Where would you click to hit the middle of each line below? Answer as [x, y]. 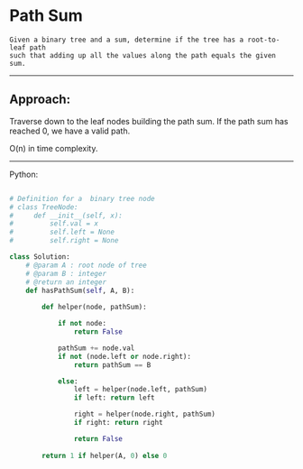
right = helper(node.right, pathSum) [145, 414]
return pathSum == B [112, 365]
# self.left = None [62, 232]
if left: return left [114, 398]
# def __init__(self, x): [66, 216]
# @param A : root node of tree [86, 265]
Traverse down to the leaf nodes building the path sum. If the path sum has [149, 121]
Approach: [40, 100]
